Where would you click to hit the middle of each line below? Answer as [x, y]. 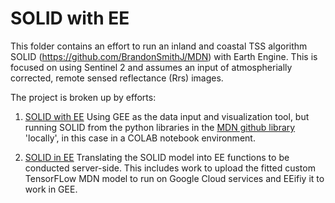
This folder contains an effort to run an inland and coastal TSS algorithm [159, 46]
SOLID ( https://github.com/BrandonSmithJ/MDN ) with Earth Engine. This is [164, 56]
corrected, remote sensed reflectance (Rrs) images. [117, 78]
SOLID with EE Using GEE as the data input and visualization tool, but [167, 116]
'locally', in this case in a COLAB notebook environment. [140, 138]
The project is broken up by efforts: [83, 97]
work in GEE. [51, 189]
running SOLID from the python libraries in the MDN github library [160, 127]
